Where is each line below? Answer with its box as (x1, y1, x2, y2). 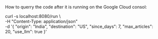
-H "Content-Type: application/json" (5, 19, 78, 24)
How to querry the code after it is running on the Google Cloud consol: (5, 4, 147, 10)
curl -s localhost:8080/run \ (5, 13, 61, 19)
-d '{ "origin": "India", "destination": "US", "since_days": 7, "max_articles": (5, 24, 153, 29)
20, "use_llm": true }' (5, 29, 47, 34)
